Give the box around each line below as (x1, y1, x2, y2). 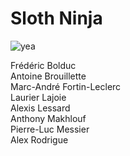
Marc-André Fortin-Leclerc (10, 80, 122, 92)
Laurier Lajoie (10, 91, 67, 103)
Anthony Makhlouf (10, 112, 87, 124)
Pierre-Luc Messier (10, 123, 90, 135)
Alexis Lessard (10, 102, 71, 114)
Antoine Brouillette (10, 70, 87, 82)
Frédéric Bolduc (10, 59, 77, 71)
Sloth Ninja (10, 7, 103, 30)
